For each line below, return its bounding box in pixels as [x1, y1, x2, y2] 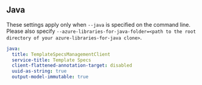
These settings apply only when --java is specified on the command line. [6, 21, 191, 28]
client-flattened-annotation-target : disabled [12, 63, 132, 69]
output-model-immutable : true [12, 74, 88, 80]
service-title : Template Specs [12, 57, 92, 63]
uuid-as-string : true [12, 68, 67, 75]
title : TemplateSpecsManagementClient [12, 51, 111, 57]
